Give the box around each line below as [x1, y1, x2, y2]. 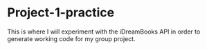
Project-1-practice [7, 5, 115, 21]
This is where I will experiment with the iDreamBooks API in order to [7, 27, 201, 36]
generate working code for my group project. [7, 34, 136, 42]
